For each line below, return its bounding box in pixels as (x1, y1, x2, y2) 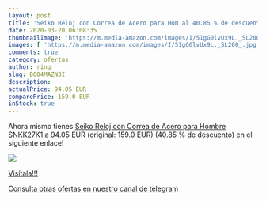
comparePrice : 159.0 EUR (8, 93, 90, 100)
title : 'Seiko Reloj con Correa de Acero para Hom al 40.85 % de (8, 19, 228, 27)
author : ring (8, 63, 51, 71)
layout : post (8, 11, 51, 20)
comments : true (8, 48, 59, 56)
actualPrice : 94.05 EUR (8, 85, 87, 93)
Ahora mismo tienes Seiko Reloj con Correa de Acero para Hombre (8, 122, 226, 131)
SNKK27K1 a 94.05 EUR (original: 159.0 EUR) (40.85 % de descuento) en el (8, 130, 253, 139)
